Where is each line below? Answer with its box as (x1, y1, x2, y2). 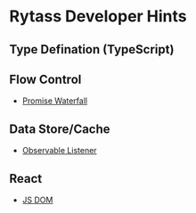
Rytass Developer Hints (9, 6, 187, 27)
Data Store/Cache (9, 121, 110, 136)
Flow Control (9, 71, 82, 86)
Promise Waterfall (21, 95, 87, 106)
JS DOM (21, 194, 53, 206)
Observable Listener (21, 145, 97, 156)
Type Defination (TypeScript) (9, 42, 175, 57)
